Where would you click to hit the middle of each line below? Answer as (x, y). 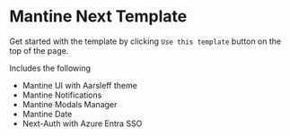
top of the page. (39, 50)
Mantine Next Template (98, 17)
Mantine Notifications (62, 95)
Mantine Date (47, 114)
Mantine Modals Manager (70, 104)
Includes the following (50, 68)
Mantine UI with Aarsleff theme (79, 85)
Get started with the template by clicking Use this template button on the (145, 41)
